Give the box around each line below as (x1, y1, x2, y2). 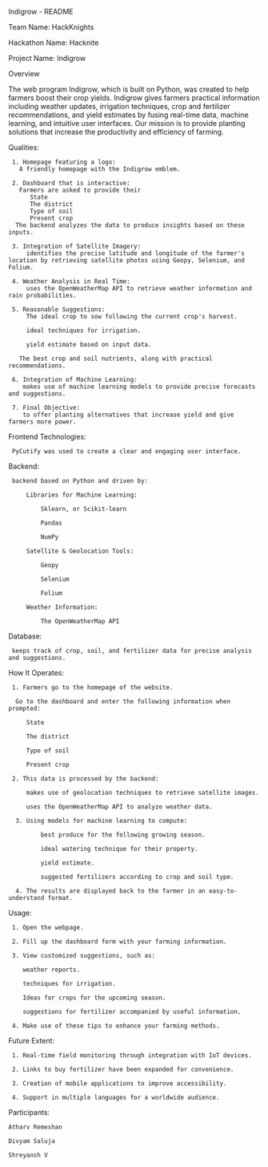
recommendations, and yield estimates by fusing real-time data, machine (8, 110, 250, 120)
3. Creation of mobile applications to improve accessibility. (11, 1080, 227, 1088)
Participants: (8, 1108, 50, 1117)
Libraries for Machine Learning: (26, 491, 138, 499)
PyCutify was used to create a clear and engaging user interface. (11, 448, 242, 456)
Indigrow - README (8, 7, 74, 16)
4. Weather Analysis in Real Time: (11, 278, 130, 286)
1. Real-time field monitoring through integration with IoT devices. (11, 1052, 252, 1060)
